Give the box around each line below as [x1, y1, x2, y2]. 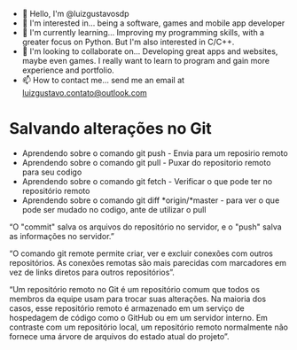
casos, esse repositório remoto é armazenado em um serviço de [9, 302, 246, 314]
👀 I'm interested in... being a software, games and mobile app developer [21, 18, 285, 28]
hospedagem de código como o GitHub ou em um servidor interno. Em [9, 312, 269, 323]
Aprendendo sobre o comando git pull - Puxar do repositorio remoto [21, 157, 271, 167]
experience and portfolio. [21, 65, 115, 75]
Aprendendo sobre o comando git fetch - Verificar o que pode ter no [21, 175, 273, 186]
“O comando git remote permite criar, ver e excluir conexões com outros [9, 248, 273, 259]
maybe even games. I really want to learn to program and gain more [21, 56, 270, 66]
